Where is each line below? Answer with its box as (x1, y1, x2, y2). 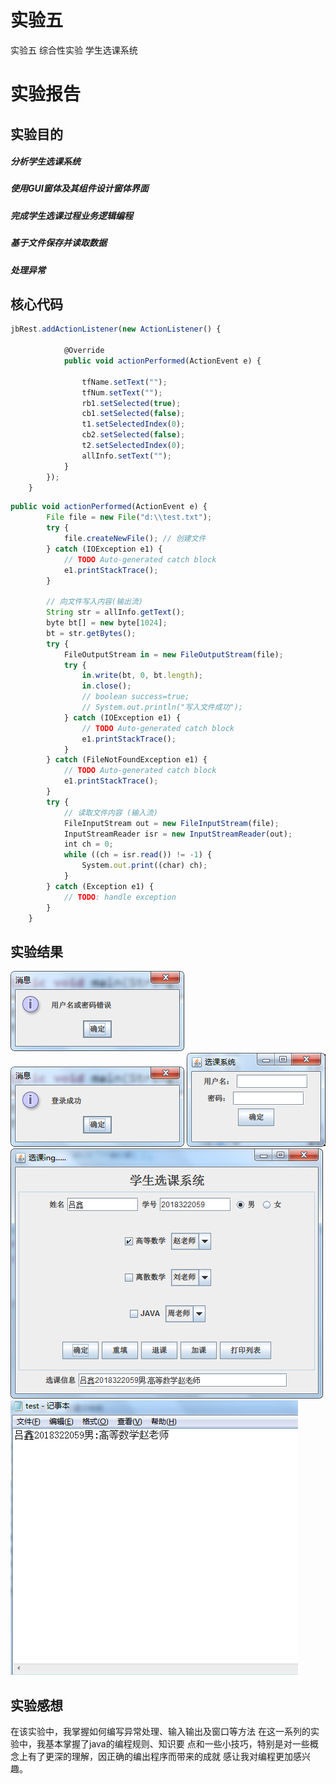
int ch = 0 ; (63, 839, 114, 850)
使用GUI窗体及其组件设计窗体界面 (10, 182, 149, 195)
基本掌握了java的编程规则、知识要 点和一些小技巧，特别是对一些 (44, 1738, 310, 1750)
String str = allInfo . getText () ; (46, 607, 186, 618)
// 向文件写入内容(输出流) (46, 597, 143, 607)
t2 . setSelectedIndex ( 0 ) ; (81, 441, 186, 451)
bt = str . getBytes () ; (46, 628, 137, 638)
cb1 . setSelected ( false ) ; (81, 409, 186, 419)
